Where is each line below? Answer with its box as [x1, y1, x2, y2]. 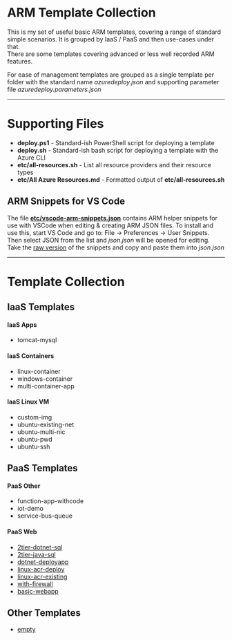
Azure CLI [17, 153, 46, 162]
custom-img [17, 413, 52, 421]
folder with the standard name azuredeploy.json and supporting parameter [7, 77, 220, 86]
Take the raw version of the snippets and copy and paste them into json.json [7, 243, 224, 252]
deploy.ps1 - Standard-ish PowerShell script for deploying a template [17, 138, 215, 147]
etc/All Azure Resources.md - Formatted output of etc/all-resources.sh [17, 175, 225, 184]
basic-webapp [17, 587, 59, 595]
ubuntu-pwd [17, 435, 53, 443]
